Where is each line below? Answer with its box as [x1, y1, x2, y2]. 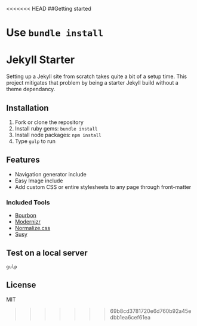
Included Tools [6, 198, 50, 206]
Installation [6, 103, 49, 113]
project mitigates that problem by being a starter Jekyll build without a [6, 79, 179, 86]
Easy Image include [14, 177, 63, 184]
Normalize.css [14, 225, 51, 232]
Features [6, 155, 40, 165]
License [6, 280, 36, 290]
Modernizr [14, 218, 41, 225]
